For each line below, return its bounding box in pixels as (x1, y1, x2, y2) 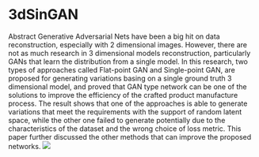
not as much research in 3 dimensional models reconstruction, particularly (8, 48, 251, 58)
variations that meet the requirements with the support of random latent (8, 107, 242, 116)
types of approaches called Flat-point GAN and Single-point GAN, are (8, 65, 236, 74)
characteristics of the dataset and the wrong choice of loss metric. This (8, 124, 242, 133)
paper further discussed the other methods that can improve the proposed (8, 132, 252, 141)
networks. (8, 141, 41, 151)
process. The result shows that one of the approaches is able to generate (8, 99, 248, 108)
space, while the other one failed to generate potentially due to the (8, 115, 226, 125)
